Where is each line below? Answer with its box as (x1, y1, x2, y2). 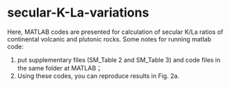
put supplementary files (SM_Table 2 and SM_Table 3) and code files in (17, 55, 221, 64)
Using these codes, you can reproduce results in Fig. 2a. (17, 71, 179, 80)
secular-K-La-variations (7, 5, 149, 21)
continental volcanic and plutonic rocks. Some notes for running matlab (7, 35, 212, 43)
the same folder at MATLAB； (17, 64, 103, 72)
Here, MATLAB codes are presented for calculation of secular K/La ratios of (7, 28, 224, 36)
